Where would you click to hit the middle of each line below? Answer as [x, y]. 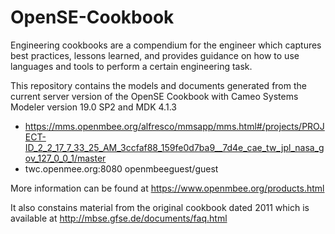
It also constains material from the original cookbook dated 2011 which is [160, 207]
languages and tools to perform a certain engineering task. [131, 66]
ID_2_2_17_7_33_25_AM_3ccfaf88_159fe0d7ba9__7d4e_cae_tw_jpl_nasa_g [174, 147]
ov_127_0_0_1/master [65, 158]
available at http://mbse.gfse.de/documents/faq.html [119, 218]
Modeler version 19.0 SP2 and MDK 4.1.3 [93, 107]
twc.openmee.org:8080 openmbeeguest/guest [121, 168]
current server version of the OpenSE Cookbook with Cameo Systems [154, 96]
